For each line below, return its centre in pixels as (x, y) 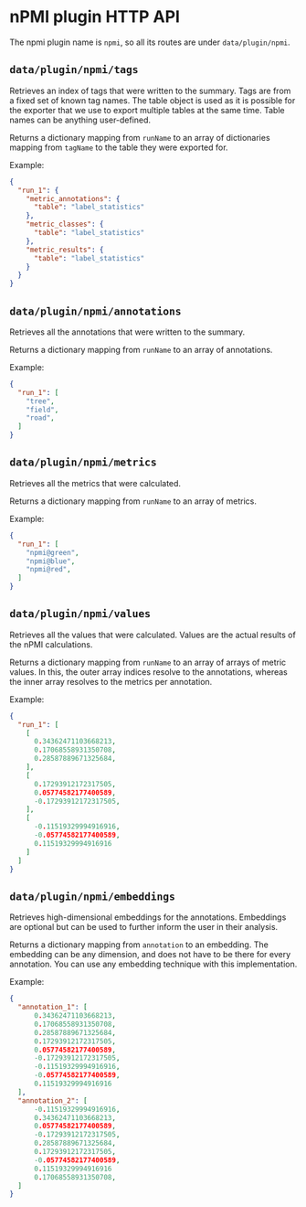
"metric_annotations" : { (73, 198)
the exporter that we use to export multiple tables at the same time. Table (147, 110)
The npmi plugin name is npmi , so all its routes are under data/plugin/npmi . (150, 42)
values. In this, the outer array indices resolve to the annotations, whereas (148, 672)
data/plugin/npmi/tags (74, 70)
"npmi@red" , (48, 570)
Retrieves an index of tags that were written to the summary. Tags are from (150, 91)
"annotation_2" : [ (53, 1100)
